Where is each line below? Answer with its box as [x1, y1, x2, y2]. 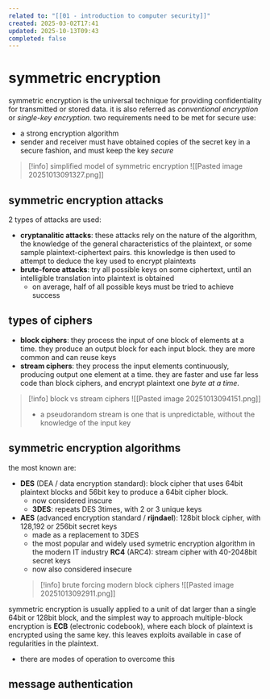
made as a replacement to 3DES [31, 529, 139, 539]
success [31, 291, 60, 299]
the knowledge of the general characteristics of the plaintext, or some [19, 239, 252, 249]
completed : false [8, 34, 67, 43]
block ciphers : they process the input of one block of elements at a [19, 335, 244, 345]
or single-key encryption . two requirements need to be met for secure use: [8, 113, 256, 123]
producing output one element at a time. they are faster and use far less [19, 369, 260, 379]
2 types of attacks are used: [8, 215, 102, 224]
